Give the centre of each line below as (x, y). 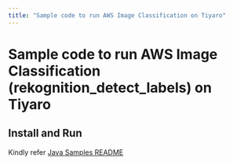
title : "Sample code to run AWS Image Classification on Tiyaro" (117, 15)
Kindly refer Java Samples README (66, 152)
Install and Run (45, 133)
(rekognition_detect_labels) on (110, 88)
